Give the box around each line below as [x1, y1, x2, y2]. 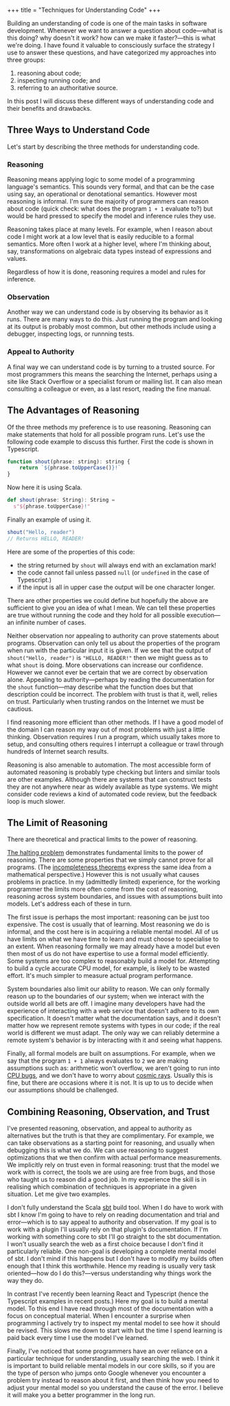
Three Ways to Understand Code [7, 124, 150, 136]
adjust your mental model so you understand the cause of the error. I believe [7, 1383, 224, 1392]
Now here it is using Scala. [7, 483, 82, 491]
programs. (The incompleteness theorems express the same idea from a [7, 863, 211, 871]
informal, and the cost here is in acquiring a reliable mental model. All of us [7, 928, 218, 936]
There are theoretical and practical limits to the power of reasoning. [7, 835, 198, 844]
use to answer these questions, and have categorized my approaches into [7, 48, 216, 56]
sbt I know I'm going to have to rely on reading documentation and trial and [7, 1211, 220, 1219]
